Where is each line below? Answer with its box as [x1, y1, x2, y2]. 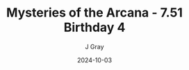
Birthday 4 [63, 19, 126, 35]
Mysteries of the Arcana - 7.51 [6, 5, 183, 21]
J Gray [85, 42, 104, 51]
